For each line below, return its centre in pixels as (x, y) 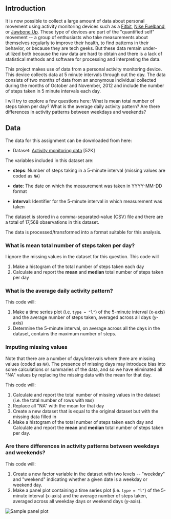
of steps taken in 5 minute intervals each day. (53, 91)
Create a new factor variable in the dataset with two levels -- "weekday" (89, 474)
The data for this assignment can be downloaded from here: (69, 140)
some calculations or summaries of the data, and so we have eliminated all (84, 369)
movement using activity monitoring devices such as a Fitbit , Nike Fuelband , (86, 26)
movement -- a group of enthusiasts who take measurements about (77, 37)
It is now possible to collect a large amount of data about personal (75, 21)
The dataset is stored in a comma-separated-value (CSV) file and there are (84, 217)
